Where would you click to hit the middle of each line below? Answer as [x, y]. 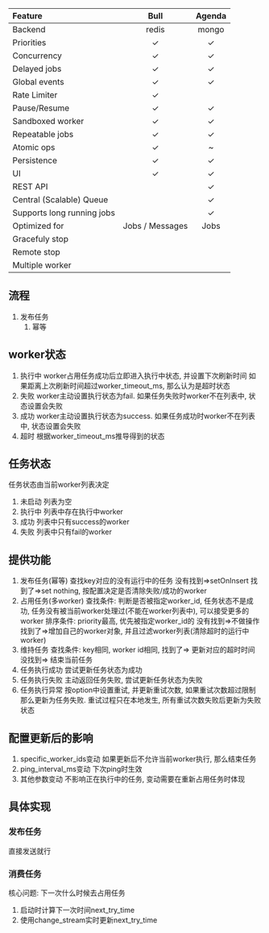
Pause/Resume [41, 108]
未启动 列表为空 [46, 502]
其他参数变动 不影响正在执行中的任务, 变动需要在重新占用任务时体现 [132, 779]
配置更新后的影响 [51, 738]
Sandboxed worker [48, 121]
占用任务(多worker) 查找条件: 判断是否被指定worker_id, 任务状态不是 [133, 601]
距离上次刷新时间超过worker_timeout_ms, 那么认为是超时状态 [129, 385]
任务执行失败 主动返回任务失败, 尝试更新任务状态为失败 [111, 680]
